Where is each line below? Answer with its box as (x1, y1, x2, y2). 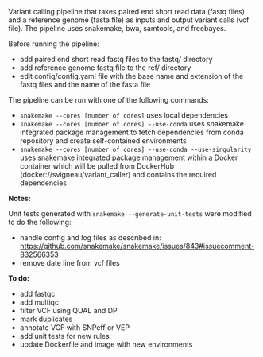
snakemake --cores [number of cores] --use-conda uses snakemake (19, 119, 245, 128)
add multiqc (19, 297, 60, 307)
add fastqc (19, 289, 56, 298)
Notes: (8, 194, 32, 203)
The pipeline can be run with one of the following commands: (8, 95, 209, 104)
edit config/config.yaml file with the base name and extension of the (19, 72, 244, 80)
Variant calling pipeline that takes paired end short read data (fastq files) (8, 7, 245, 16)
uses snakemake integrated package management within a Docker (19, 153, 238, 162)
